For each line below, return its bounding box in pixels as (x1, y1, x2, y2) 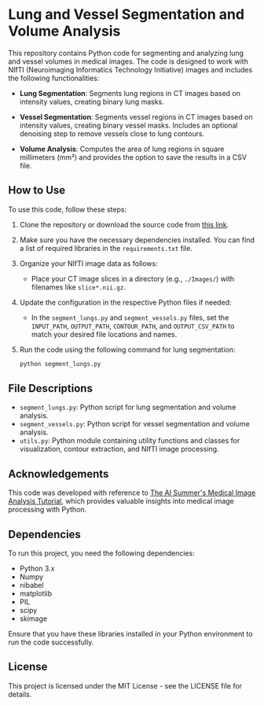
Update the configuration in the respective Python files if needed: (19, 297, 232, 307)
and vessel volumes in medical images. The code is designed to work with (8, 57, 249, 66)
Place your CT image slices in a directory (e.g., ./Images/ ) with (31, 274, 235, 283)
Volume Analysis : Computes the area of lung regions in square (19, 144, 225, 153)
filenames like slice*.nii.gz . (31, 282, 126, 292)
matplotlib (19, 589, 53, 599)
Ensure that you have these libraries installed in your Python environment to (8, 629, 253, 639)
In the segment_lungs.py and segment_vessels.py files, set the (31, 312, 229, 322)
